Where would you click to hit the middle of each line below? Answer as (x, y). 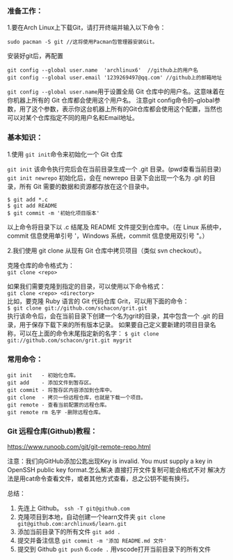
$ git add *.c (28, 199)
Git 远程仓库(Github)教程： (52, 431)
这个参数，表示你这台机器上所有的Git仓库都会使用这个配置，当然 (124, 109)
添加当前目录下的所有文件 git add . (69, 532)
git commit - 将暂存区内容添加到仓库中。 (61, 390)
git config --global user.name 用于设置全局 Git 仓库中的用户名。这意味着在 (116, 91)
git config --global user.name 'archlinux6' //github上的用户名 (103, 70)
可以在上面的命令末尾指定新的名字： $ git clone (89, 333)
